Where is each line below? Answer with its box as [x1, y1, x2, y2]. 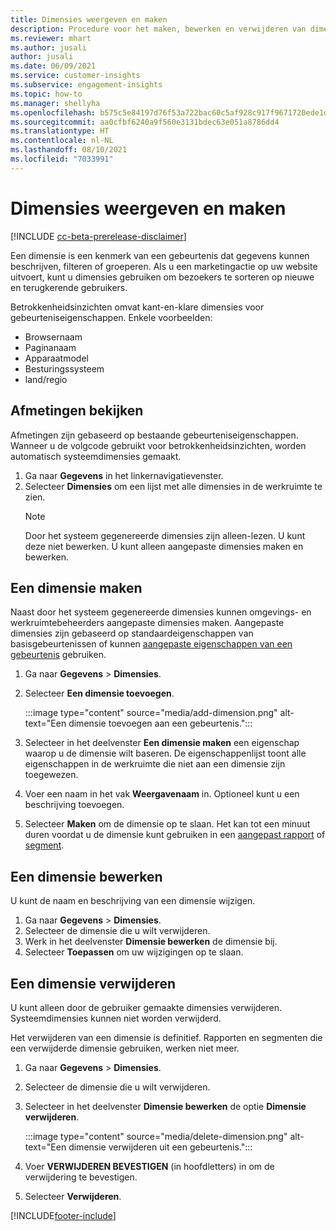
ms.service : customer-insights [10, 71, 141, 81]
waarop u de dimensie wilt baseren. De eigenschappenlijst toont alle [24, 747, 307, 760]
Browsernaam [24, 331, 83, 343]
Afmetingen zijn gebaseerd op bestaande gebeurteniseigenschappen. [10, 429, 299, 441]
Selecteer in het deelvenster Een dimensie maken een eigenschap [24, 737, 300, 749]
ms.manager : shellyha [10, 98, 101, 108]
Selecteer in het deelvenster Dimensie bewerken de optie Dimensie [24, 1100, 307, 1112]
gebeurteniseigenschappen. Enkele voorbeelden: [10, 311, 213, 323]
